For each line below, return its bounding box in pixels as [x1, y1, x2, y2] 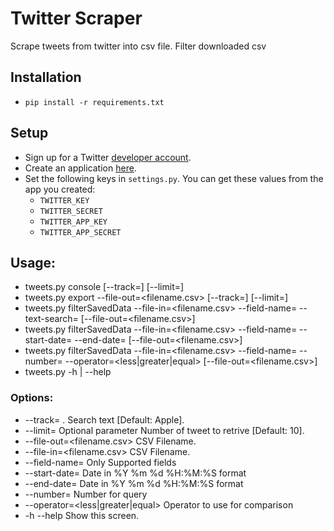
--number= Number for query [24, 488, 148, 500]
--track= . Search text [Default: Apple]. [24, 413, 185, 426]
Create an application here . [24, 162, 137, 174]
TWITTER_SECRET [39, 206, 103, 216]
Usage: [10, 254, 57, 271]
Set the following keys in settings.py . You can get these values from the [24, 172, 324, 184]
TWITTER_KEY [39, 195, 90, 206]
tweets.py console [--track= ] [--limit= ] [24, 281, 185, 293]
